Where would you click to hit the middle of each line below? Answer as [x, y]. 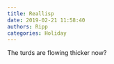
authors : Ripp [28, 26]
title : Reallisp [31, 14]
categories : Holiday [37, 33]
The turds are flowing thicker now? [57, 53]
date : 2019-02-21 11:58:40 [46, 20]
